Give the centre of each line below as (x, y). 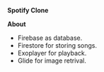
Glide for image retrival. (52, 61)
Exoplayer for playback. (52, 53)
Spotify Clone (28, 10)
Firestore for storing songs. (57, 45)
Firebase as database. (50, 38)
